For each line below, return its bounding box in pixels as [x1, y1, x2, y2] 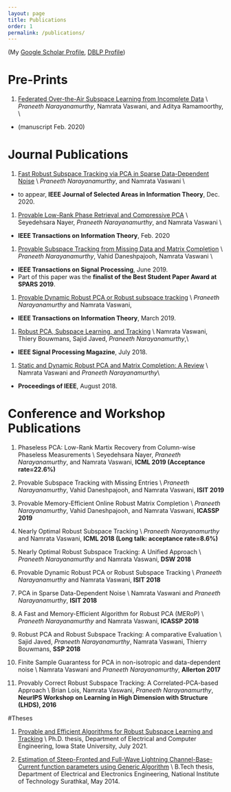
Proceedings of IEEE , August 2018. [17, 382, 118, 390]
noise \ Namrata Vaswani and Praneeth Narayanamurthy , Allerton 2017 [17, 665, 221, 674]
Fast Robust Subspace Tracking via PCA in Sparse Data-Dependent [17, 170, 209, 178]
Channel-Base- [169, 756, 213, 764]
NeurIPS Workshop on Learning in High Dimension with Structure [17, 694, 208, 702]
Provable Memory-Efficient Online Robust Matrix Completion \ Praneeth [17, 499, 221, 507]
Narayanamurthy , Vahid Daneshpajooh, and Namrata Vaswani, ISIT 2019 [17, 486, 225, 494]
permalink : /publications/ [8, 29, 85, 36]
